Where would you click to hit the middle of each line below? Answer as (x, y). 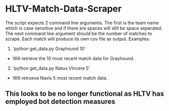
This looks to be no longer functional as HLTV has (85, 94)
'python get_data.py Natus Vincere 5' (51, 68)
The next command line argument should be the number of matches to (79, 33)
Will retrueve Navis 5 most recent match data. (60, 78)
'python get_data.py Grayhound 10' (49, 48)
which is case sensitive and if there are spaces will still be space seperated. (84, 28)
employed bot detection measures (60, 102)
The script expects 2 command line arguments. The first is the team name (82, 23)
